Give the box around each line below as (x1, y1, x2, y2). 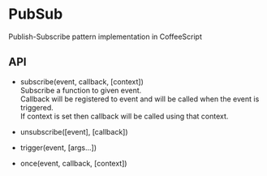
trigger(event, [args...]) (19, 143, 97, 152)
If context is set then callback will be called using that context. (19, 111, 229, 121)
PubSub (8, 5, 63, 24)
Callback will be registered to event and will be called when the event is (19, 94, 260, 104)
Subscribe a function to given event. (19, 85, 142, 95)
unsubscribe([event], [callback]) (19, 127, 128, 136)
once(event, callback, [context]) (19, 158, 127, 168)
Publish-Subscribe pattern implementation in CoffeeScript (8, 32, 203, 41)
